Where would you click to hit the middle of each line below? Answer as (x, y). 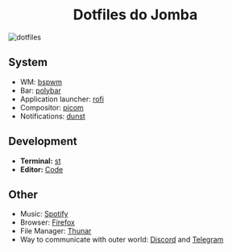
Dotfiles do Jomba (135, 15)
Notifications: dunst (53, 116)
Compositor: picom (52, 107)
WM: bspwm (41, 81)
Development (43, 141)
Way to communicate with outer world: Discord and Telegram (122, 240)
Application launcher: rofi (62, 99)
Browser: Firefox (47, 222)
